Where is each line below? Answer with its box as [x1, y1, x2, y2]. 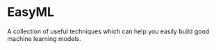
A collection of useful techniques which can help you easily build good [7, 27, 210, 35]
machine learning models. [7, 34, 81, 42]
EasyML [7, 4, 54, 20]
